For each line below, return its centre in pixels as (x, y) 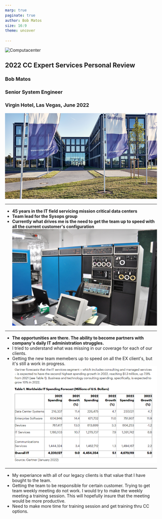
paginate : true (20, 15)
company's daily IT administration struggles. (58, 343)
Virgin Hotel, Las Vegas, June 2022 (47, 105)
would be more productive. (39, 501)
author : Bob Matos (23, 20)
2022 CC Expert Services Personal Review (70, 65)
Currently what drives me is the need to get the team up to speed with (83, 221)
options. (20, 511)
